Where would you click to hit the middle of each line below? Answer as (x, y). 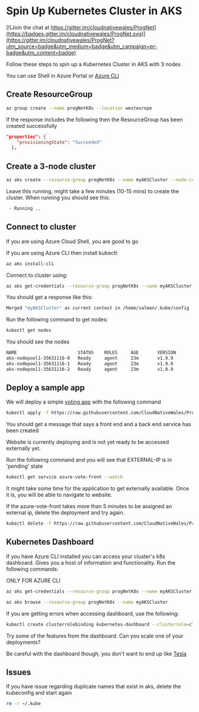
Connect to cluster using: (37, 275)
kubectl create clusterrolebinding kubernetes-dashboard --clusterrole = (98, 624)
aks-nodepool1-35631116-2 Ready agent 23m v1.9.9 (90, 369)
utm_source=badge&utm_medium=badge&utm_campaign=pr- (82, 46)
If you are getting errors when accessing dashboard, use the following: (93, 613)
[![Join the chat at (28, 27)
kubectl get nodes (29, 330)
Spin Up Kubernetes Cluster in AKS (94, 11)
